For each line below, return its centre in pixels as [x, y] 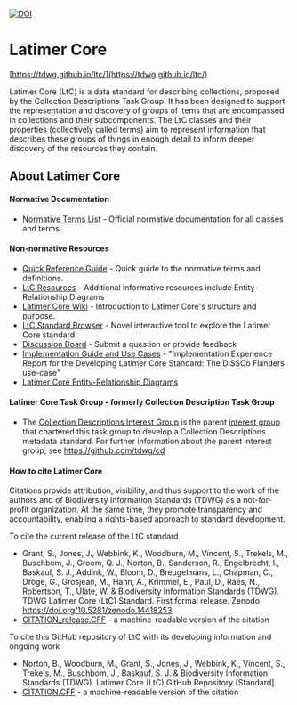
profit [19, 510]
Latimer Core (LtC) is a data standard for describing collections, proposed [144, 91]
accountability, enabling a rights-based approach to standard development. [148, 519]
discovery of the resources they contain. [84, 148]
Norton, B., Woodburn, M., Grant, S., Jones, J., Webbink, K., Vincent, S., [153, 664]
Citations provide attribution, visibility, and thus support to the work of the [144, 490]
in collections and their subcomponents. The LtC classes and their [130, 119]
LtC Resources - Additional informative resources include [127, 287]
